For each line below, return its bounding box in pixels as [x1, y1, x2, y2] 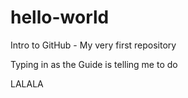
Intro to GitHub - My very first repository [10, 39, 177, 51]
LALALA [10, 77, 44, 90]
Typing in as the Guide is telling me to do [10, 58, 178, 70]
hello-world [10, 6, 110, 29]
